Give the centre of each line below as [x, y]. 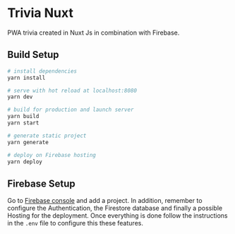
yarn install [26, 78]
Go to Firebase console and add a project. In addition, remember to [105, 201]
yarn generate [28, 142]
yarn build [23, 117]
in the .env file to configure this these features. [75, 223]
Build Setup [33, 55]
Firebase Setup [41, 183]
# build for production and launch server [71, 110]
